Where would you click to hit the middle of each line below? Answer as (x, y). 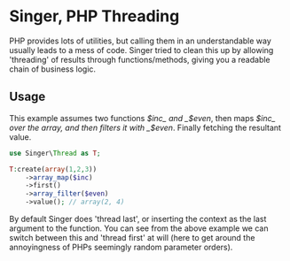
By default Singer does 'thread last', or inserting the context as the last (138, 219)
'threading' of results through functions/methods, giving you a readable (140, 59)
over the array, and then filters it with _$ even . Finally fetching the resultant (145, 127)
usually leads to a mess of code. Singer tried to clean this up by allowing (141, 50)
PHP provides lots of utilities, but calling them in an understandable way (141, 41)
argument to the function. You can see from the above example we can (139, 228)
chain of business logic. (52, 69)
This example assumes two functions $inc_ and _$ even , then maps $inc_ (143, 118)
